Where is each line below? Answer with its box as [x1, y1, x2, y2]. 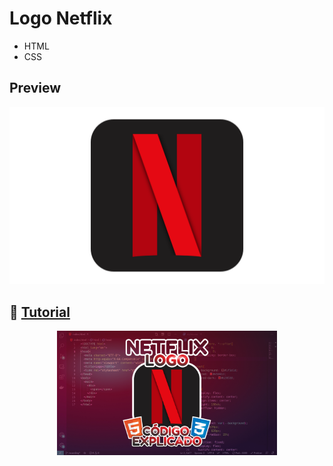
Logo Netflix [9, 7, 113, 30]
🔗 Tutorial [9, 303, 71, 321]
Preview [9, 80, 62, 97]
